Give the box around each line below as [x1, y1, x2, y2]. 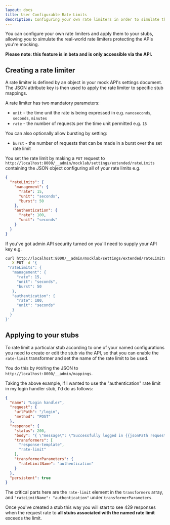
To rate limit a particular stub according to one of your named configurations [5, 344, 165, 350]
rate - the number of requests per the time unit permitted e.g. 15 [12, 120, 147, 127]
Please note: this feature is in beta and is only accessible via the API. [5, 51, 153, 57]
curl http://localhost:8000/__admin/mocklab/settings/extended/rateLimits [5, 256, 166, 261]
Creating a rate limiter [5, 66, 75, 74]
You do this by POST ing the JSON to [5, 365, 78, 371]
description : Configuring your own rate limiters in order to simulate [5, 17, 159, 22]
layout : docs [5, 7, 33, 13]
